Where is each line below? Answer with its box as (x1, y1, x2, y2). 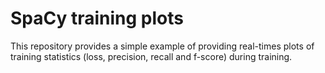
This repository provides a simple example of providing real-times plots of (10, 40, 315, 52)
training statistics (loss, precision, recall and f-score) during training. (10, 50, 293, 62)
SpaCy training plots (10, 7, 184, 30)
